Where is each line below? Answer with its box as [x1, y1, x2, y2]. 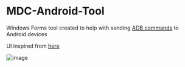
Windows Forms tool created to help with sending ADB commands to [6, 24, 180, 31]
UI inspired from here [6, 42, 60, 49]
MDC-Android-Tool [6, 4, 105, 18]
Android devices [6, 30, 47, 37]
